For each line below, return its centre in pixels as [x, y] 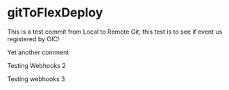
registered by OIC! [33, 38]
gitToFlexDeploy [55, 13]
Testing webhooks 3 [36, 79]
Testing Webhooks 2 [36, 65]
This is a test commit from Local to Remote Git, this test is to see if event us [115, 32]
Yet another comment [38, 52]
